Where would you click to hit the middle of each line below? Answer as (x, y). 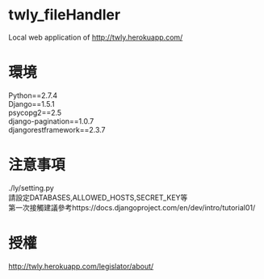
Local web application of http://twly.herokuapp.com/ (96, 37)
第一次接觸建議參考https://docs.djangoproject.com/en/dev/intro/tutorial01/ (132, 207)
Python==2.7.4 (33, 95)
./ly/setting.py (31, 188)
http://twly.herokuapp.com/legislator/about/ (81, 266)
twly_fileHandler (65, 15)
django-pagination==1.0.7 (51, 121)
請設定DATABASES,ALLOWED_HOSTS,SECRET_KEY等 (98, 197)
